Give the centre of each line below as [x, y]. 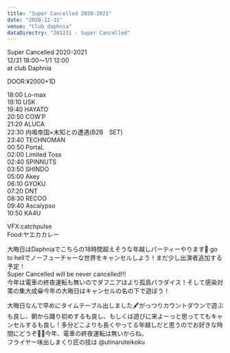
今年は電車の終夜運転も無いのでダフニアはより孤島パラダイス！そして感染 [112, 282]
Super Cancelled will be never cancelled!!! [67, 274]
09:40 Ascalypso [32, 206]
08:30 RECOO [27, 199]
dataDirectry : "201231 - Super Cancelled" [69, 33]
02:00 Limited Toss [34, 155]
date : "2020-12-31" [35, 20]
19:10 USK [21, 102]
